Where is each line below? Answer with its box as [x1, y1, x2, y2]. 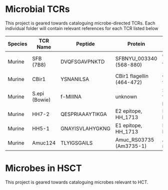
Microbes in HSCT [5, 162, 82, 174]
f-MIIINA [60, 93, 81, 100]
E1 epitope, [115, 121, 142, 128]
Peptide [75, 40, 95, 47]
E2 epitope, [115, 107, 142, 114]
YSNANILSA [60, 75, 89, 82]
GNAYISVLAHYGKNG [60, 125, 111, 132]
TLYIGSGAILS [60, 139, 93, 146]
